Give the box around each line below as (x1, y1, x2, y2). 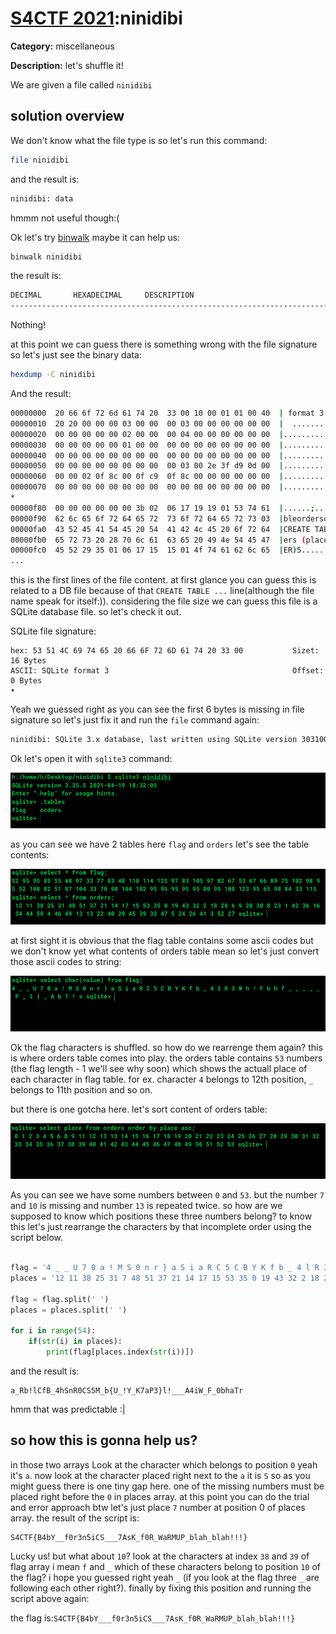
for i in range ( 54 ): (10, 1326, 97, 1336)
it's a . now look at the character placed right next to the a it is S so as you (10, 1469, 311, 1481)
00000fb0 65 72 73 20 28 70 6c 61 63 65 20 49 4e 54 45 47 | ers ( (10, 535, 307, 545)
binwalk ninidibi (10, 252, 83, 262)
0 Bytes (10, 676, 43, 686)
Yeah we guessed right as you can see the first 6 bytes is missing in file (10, 703, 305, 716)
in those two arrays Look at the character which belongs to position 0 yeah (10, 1458, 318, 1471)
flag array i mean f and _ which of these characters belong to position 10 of (10, 1560, 321, 1572)
